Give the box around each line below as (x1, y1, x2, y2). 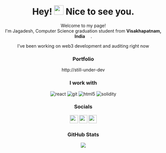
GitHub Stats (67, 131, 99, 138)
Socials (74, 103, 93, 110)
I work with (69, 79, 97, 86)
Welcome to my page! (61, 23, 106, 29)
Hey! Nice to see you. (32, 6, 134, 18)
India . (74, 33, 92, 39)
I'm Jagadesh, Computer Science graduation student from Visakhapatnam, (5, 28, 162, 34)
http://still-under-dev (61, 67, 105, 73)
